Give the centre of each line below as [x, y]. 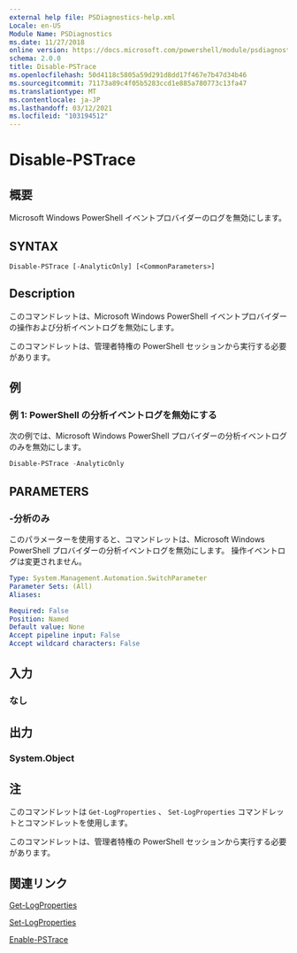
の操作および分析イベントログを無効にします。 [94, 327]
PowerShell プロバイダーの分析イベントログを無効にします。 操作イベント [144, 550]
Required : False [39, 611]
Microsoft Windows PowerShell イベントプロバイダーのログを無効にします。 [148, 218]
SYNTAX [34, 246]
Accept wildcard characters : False [75, 644]
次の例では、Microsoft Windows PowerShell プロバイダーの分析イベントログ [148, 436]
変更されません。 [55, 562]
